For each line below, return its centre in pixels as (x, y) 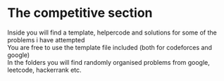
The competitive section (80, 13)
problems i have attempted (46, 39)
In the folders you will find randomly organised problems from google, (108, 62)
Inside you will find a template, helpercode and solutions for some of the (112, 32)
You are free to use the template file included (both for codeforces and (110, 47)
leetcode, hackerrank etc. (45, 70)
